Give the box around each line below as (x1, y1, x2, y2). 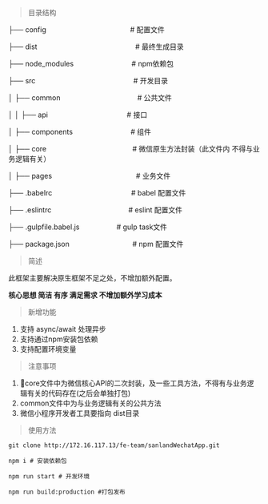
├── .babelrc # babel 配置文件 (8, 188, 186, 197)
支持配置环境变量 (19, 345, 77, 353)
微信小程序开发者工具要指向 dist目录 (19, 409, 140, 417)
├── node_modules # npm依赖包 (8, 59, 174, 68)
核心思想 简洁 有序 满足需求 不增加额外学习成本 (8, 290, 162, 300)
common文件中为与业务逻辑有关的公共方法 (19, 398, 162, 408)
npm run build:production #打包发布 (8, 488, 126, 496)
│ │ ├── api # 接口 (8, 110, 148, 119)
